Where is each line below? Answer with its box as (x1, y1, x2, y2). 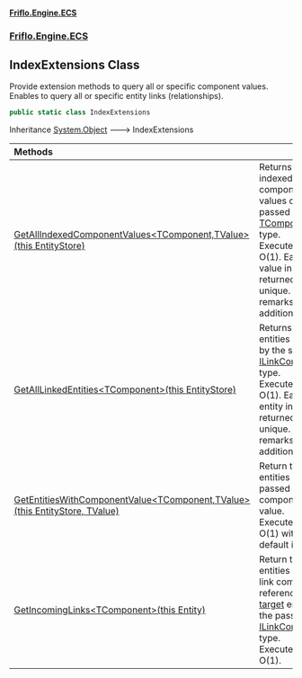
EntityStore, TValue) (34, 504, 120, 517)
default (259, 539, 289, 551)
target (259, 598, 285, 611)
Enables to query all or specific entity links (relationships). (9, 91, 224, 102)
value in (259, 262, 292, 274)
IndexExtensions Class (9, 57, 140, 72)
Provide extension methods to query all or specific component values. (9, 81, 269, 92)
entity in (259, 400, 294, 413)
